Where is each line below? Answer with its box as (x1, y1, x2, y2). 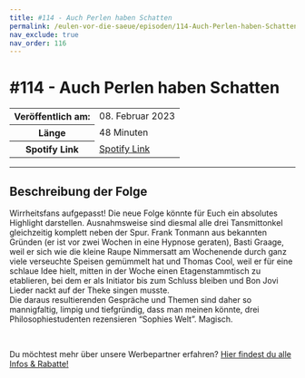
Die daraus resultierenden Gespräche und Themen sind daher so (9, 295, 252, 305)
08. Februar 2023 (99, 110, 175, 122)
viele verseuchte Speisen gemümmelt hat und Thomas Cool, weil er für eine (9, 256, 293, 267)
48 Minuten (99, 126, 149, 139)
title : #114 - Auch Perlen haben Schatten (9, 13, 172, 23)
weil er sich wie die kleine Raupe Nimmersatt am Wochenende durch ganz (9, 247, 288, 257)
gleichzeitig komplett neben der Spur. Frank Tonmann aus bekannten (9, 228, 268, 237)
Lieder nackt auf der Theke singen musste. (9, 285, 170, 296)
